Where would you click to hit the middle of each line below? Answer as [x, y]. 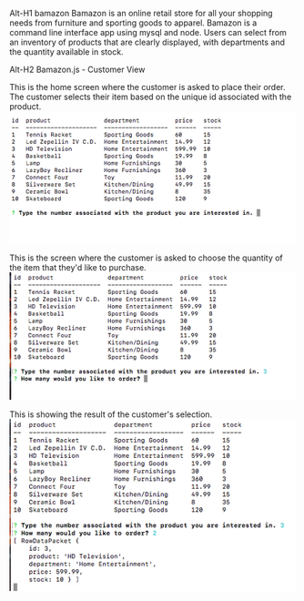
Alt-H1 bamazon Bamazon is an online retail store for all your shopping [141, 13]
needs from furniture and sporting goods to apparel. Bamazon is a [133, 23]
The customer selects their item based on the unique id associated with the [151, 97]
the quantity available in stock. [67, 52]
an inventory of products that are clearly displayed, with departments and [147, 42]
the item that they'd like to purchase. [78, 267]
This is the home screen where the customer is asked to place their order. [147, 87]
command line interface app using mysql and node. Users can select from [148, 32]
